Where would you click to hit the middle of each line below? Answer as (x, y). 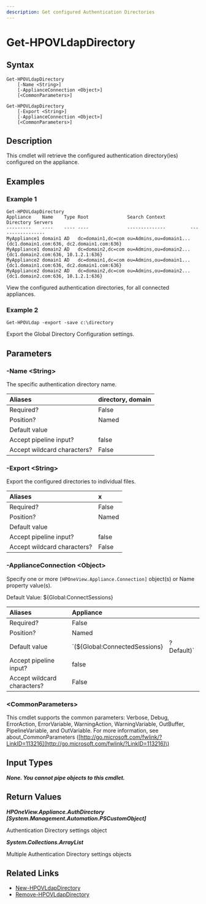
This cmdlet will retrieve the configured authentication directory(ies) (92, 156)
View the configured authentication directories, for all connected (88, 288)
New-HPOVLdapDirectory (48, 888)
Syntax (20, 65)
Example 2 (22, 310)
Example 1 (22, 199)
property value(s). (29, 585)
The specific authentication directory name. (62, 384)
